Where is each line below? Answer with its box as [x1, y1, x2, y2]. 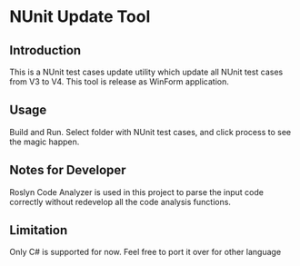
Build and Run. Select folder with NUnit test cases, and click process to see [9, 126, 292, 137]
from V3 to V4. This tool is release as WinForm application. [9, 76, 230, 87]
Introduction [9, 43, 82, 58]
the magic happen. [9, 136, 80, 147]
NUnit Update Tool [9, 6, 151, 27]
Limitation [9, 222, 68, 238]
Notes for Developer [9, 163, 126, 178]
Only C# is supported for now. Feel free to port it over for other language [9, 247, 282, 258]
